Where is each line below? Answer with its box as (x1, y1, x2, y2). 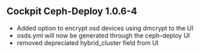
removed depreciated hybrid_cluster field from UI (16, 38, 159, 47)
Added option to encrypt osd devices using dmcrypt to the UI (16, 24, 194, 32)
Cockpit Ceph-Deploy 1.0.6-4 (6, 6, 138, 17)
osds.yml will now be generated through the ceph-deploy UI (16, 31, 190, 39)
